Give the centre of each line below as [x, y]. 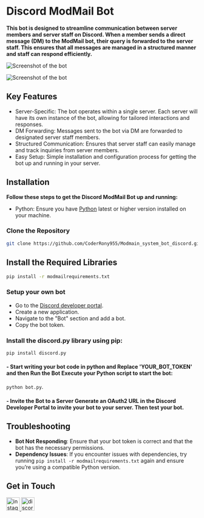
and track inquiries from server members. [67, 150]
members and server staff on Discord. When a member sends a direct [96, 34]
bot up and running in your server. [58, 163]
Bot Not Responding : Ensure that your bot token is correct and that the [104, 441]
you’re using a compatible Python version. [68, 467]
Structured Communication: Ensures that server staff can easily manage [105, 144]
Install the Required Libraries [62, 263]
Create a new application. [47, 312]
